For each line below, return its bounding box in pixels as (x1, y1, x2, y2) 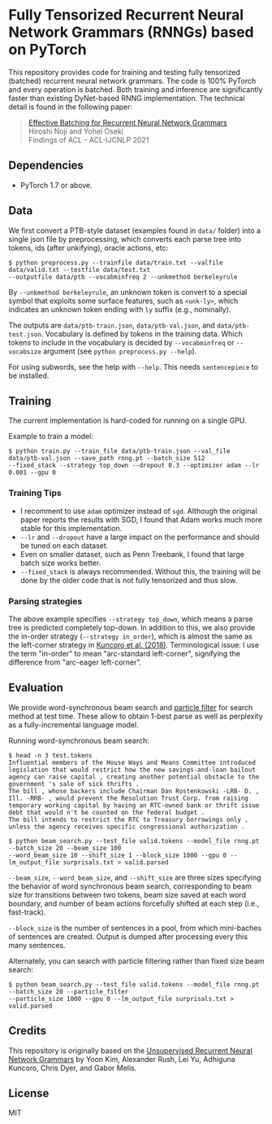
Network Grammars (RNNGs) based (8, 23, 254, 42)
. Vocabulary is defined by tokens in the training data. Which (41, 328, 243, 339)
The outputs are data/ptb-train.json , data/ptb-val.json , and (8, 320, 215, 330)
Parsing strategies (8, 595, 83, 607)
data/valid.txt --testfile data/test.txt (8, 266, 151, 274)
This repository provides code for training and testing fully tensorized (8, 67, 241, 77)
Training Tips (8, 487, 63, 498)
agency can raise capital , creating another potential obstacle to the (8, 772, 260, 781)
